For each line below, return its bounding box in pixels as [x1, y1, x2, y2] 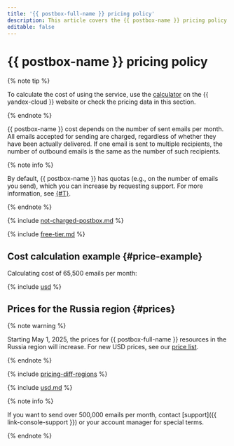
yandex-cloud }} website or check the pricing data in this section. [7, 97, 196, 106]
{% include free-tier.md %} [7, 230, 85, 238]
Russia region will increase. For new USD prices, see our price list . [7, 342, 199, 351]
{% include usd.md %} [7, 383, 73, 391]
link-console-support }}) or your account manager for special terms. [7, 418, 205, 426]
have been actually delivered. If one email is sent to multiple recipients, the [7, 140, 223, 148]
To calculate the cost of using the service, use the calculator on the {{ [7, 90, 209, 99]
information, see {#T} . [7, 189, 71, 198]
